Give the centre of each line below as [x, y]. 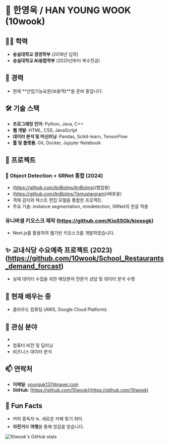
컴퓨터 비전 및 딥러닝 [33, 345]
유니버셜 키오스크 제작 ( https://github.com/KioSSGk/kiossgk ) [79, 221]
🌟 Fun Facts [24, 406]
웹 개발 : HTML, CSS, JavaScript [45, 130]
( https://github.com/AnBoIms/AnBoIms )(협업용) [61, 187]
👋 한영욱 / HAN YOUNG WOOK [68, 10]
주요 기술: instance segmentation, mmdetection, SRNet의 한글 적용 [80, 207]
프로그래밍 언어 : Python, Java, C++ [48, 123]
